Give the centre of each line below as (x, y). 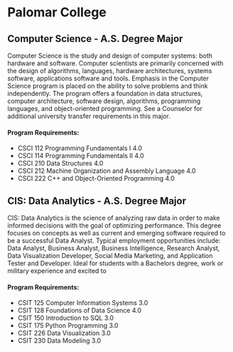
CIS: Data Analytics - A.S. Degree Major (97, 201)
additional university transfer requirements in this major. (89, 116)
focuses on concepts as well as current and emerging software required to (116, 233)
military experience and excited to (57, 271)
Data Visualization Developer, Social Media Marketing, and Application (110, 256)
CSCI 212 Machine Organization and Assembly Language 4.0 (107, 171)
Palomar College (57, 12)
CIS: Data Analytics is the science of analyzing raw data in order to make (114, 218)
